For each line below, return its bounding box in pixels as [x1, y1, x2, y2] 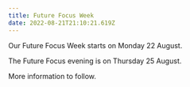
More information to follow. [8, 71, 97, 81]
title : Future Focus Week [8, 11, 94, 20]
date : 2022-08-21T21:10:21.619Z [8, 19, 115, 27]
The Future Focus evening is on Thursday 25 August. [8, 56, 182, 66]
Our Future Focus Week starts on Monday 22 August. [8, 40, 183, 50]
